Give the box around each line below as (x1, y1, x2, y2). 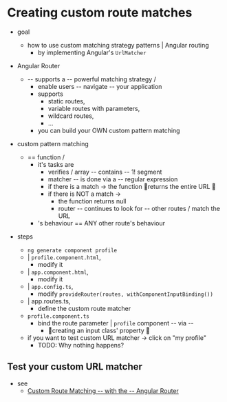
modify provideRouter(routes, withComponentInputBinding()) (37, 290, 213, 298)
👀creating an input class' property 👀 (47, 326, 150, 334)
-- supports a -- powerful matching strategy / (27, 74, 157, 83)
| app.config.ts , (27, 282, 74, 290)
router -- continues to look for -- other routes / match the (58, 204, 220, 212)
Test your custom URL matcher (7, 361, 143, 373)
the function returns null (58, 197, 127, 205)
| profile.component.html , (27, 253, 101, 261)
